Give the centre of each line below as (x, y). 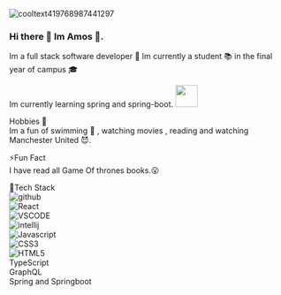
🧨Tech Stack (32, 188)
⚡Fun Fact (27, 158)
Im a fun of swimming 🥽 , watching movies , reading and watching (129, 131)
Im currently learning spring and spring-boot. (91, 104)
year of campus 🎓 (43, 70)
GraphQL (26, 272)
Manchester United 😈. (50, 140)
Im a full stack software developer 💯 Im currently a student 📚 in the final (141, 57)
